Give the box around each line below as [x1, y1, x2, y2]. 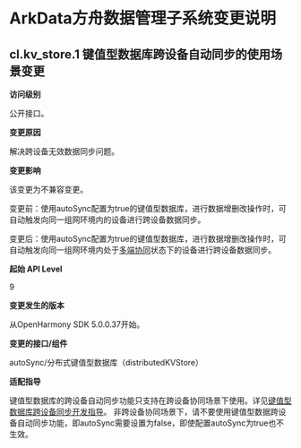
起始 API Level [9, 263, 63, 274]
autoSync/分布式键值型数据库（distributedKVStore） [9, 358, 203, 367]
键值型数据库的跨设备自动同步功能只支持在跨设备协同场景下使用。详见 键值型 [9, 395, 292, 406]
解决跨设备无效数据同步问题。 [9, 146, 119, 157]
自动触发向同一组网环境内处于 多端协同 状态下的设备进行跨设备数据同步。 [9, 245, 276, 255]
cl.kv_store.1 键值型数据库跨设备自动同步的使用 [9, 47, 271, 62]
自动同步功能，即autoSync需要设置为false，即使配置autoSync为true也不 [16, 418, 285, 428]
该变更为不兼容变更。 [9, 185, 88, 194]
